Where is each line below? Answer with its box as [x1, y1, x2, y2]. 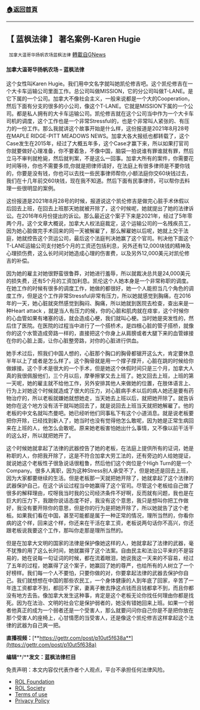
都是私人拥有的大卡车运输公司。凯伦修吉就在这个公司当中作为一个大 [16, 110, 183, 117]
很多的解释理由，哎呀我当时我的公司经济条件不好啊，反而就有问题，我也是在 [6, 489, 194, 497]
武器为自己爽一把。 [16, 622, 64, 629]
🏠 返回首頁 [6, 5, 38, 13]
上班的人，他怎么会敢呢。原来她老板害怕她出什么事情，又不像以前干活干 [16, 424, 194, 431]
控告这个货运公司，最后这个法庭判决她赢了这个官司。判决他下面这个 [26, 235, 194, 242]
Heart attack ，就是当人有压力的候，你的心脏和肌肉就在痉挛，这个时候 [11, 307, 185, 314]
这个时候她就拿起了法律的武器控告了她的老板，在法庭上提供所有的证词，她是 [6, 445, 194, 452]
